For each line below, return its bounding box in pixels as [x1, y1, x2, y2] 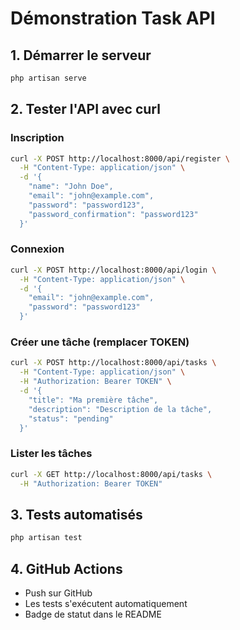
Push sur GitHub [24, 587, 93, 599]
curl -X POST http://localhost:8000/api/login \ [10, 265, 217, 275]
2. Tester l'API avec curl [10, 101, 161, 118]
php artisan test [10, 533, 83, 543]
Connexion [10, 242, 65, 256]
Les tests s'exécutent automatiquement [24, 597, 188, 609]
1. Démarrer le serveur [10, 47, 152, 64]
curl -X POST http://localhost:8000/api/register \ [10, 153, 230, 164]
